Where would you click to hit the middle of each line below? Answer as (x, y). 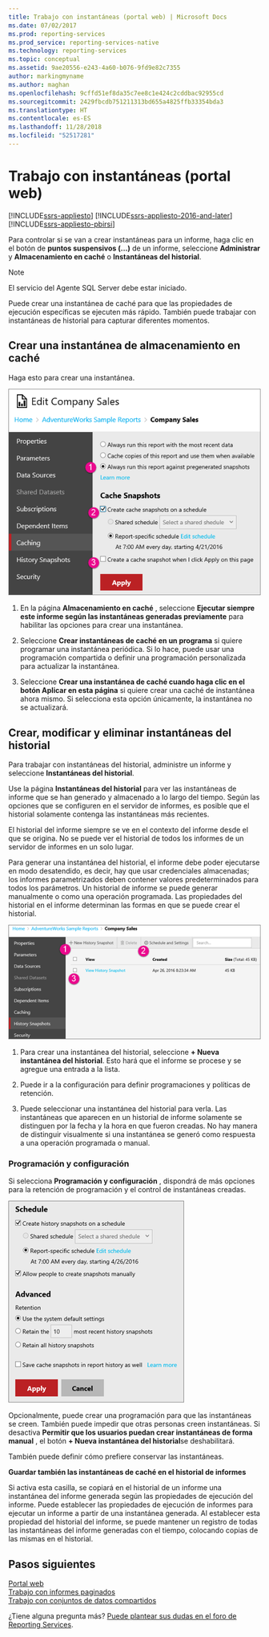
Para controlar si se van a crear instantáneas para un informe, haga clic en (131, 239)
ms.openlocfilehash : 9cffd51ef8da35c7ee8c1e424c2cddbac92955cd (116, 93)
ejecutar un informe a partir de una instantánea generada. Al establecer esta (134, 1513)
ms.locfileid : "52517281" (51, 136)
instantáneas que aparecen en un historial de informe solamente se (131, 1117)
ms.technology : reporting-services (68, 51)
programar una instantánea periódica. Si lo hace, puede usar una (127, 650)
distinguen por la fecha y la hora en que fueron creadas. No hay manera (139, 1126)
